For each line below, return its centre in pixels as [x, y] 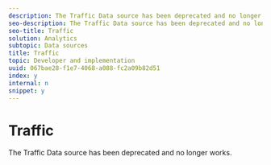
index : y [23, 76]
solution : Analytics [43, 38]
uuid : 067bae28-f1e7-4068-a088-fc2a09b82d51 [84, 68]
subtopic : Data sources [48, 46]
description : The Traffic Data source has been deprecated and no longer [135, 16]
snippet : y [27, 91]
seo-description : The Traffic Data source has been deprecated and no [129, 23]
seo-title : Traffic [41, 31]
